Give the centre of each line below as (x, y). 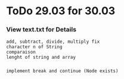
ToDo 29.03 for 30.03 (61, 11)
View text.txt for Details (41, 30)
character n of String (34, 47)
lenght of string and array (41, 58)
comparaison (21, 52)
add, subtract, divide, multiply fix (53, 42)
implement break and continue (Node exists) (62, 71)
